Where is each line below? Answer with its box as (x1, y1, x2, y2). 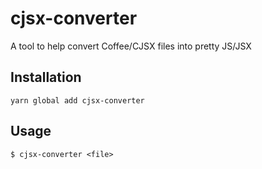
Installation (10, 69, 82, 86)
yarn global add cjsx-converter (10, 95, 145, 106)
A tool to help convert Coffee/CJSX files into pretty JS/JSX (10, 40, 252, 52)
